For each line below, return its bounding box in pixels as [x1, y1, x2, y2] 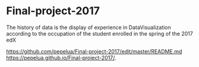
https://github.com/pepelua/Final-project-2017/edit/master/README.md [6, 47, 182, 55]
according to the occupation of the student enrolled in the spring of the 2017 [6, 30, 193, 37]
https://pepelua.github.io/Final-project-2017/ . [6, 54, 117, 61]
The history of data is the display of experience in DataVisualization [6, 24, 171, 31]
